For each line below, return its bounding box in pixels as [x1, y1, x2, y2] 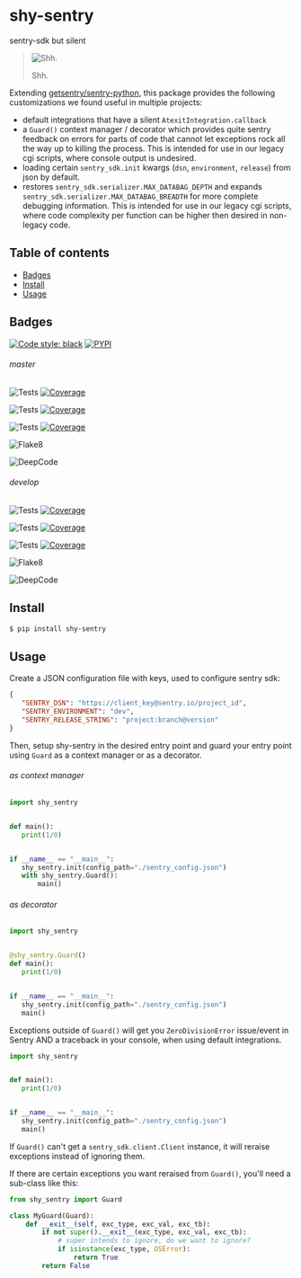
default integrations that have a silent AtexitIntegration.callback [22, 114, 267, 125]
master [9, 359, 36, 369]
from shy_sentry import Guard [9, 1194, 123, 1204]
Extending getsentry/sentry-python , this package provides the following [9, 87, 276, 98]
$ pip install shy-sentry [9, 624, 106, 634]
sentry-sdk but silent [9, 35, 86, 46]
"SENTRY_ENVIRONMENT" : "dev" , [21, 707, 135, 716]
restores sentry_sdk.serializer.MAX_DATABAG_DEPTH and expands [22, 181, 262, 191]
